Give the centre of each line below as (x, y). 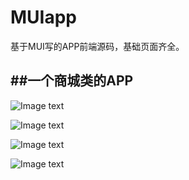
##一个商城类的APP (72, 81)
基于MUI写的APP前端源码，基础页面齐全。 (97, 46)
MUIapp (43, 17)
